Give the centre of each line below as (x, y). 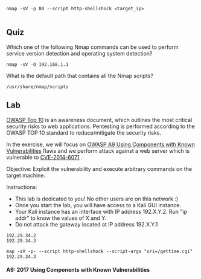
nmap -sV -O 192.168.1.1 (37, 64)
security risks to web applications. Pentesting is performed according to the (101, 126)
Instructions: (22, 187)
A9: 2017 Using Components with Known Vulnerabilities (78, 270)
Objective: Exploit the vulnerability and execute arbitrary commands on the (99, 168)
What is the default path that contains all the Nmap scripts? (80, 75)
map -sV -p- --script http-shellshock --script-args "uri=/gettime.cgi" (100, 251)
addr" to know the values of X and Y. (61, 218)
